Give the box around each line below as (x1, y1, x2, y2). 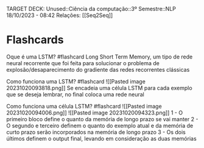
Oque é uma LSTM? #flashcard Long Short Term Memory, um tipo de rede (6, 53, 193, 60)
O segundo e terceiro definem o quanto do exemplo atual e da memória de (6, 122, 194, 129)
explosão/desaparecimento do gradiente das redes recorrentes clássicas (6, 66, 190, 73)
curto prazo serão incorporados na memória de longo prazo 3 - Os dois (6, 128, 186, 136)
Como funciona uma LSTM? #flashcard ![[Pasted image (6, 77, 146, 85)
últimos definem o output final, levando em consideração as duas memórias (6, 135, 197, 142)
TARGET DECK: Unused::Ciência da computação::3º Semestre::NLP (6, 5, 177, 12)
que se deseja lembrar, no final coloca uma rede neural (6, 91, 144, 98)
